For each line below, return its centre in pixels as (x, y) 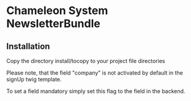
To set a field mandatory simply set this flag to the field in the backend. (96, 91)
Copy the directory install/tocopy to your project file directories (86, 61)
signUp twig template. (34, 79)
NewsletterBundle (54, 24)
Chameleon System (57, 11)
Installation (28, 46)
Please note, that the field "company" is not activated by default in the (95, 73)
